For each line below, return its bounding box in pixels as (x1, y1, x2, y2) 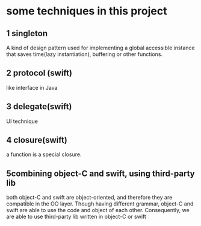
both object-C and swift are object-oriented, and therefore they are (6, 194, 173, 201)
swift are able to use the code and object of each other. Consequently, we (6, 207, 190, 214)
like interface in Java (6, 84, 58, 91)
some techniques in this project (6, 4, 167, 18)
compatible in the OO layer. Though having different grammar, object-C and (6, 200, 194, 207)
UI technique (6, 118, 38, 125)
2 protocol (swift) (6, 68, 72, 78)
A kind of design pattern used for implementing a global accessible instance (6, 44, 195, 51)
